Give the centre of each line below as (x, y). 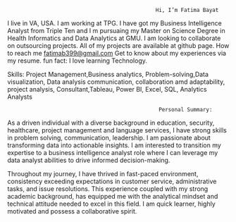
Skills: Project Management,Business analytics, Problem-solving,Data (108, 74)
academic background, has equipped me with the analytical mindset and (113, 196)
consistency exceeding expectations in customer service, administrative (112, 181)
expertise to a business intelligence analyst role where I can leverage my (113, 153)
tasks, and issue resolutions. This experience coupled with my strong (108, 189)
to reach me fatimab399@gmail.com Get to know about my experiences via (117, 53)
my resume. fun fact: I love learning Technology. (77, 61)
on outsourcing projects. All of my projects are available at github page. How (118, 45)
